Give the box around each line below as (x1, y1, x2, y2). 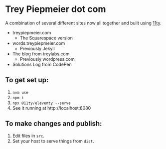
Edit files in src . (12, 133, 45, 139)
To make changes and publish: (5, 120, 102, 128)
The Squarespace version (19, 35, 73, 41)
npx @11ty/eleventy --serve (12, 101, 71, 106)
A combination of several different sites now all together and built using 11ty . (5, 20, 162, 26)
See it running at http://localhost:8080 (12, 105, 91, 111)
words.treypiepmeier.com (12, 40, 65, 46)
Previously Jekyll (19, 45, 55, 51)
